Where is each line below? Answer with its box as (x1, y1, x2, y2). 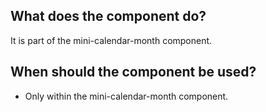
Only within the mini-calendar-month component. (24, 90, 229, 102)
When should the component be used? (10, 64, 257, 81)
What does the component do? (10, 8, 207, 25)
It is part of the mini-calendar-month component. (10, 34, 213, 46)
